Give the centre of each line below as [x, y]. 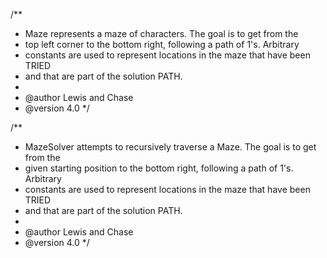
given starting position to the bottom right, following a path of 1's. [159, 168]
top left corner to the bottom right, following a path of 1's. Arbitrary [162, 44]
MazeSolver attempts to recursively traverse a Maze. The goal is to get [170, 147]
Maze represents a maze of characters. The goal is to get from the [161, 33]
